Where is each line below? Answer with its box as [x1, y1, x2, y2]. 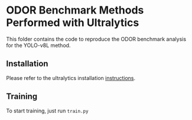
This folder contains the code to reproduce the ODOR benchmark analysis [6, 35, 187, 42]
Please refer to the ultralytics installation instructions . [6, 74, 136, 81]
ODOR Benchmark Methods [6, 4, 144, 17]
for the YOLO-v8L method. [6, 42, 71, 49]
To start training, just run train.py [6, 107, 89, 114]
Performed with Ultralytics [6, 16, 139, 29]
